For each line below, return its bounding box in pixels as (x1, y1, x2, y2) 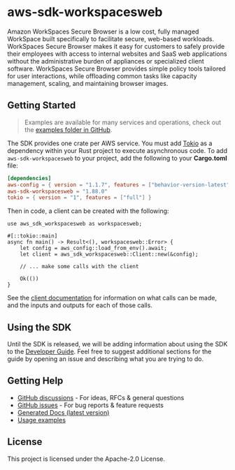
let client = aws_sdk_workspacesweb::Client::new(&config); (20, 251, 199, 258)
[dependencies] (7, 175, 52, 182)
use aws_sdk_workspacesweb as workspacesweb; (7, 221, 142, 228)
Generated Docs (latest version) (17, 408, 110, 416)
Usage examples (17, 416, 66, 424)
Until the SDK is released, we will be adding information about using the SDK (7, 340, 228, 348)
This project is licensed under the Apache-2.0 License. (7, 455, 166, 463)
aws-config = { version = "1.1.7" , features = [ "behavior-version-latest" (7, 181, 230, 189)
